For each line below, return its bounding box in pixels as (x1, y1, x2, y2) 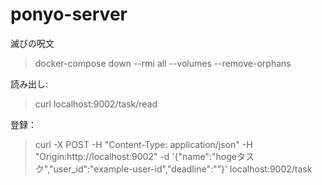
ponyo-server (10, 3, 128, 26)
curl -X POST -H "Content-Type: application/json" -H (34, 138, 253, 150)
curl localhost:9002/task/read (34, 98, 158, 110)
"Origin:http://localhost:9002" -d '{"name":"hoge (34, 150, 237, 162)
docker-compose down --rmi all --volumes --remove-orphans (34, 57, 292, 69)
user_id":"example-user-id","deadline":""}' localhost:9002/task (53, 163, 313, 175)
